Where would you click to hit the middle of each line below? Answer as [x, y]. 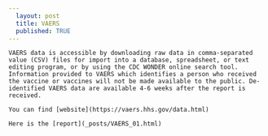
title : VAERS [38, 23]
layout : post [38, 16]
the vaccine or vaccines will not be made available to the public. [127, 82]
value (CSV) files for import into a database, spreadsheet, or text [129, 60]
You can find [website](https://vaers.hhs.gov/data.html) [109, 110]
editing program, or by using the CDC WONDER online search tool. [123, 67]
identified [27, 89]
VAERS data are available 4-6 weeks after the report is [147, 89]
